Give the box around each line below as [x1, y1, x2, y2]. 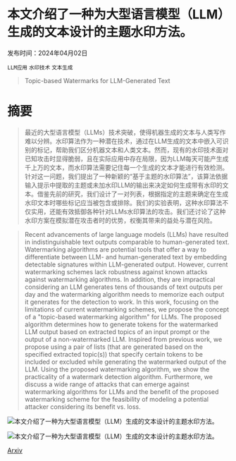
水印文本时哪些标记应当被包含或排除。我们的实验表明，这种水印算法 [24, 198, 223, 207]
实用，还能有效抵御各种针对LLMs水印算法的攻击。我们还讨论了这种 [30, 207, 226, 216]
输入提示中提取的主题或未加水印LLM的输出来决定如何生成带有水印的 [24, 180, 223, 189]
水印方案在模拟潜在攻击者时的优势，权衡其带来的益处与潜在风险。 [24, 216, 216, 224]
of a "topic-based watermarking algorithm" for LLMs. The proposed [24, 312, 222, 321]
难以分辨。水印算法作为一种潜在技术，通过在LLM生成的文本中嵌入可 [24, 137, 223, 145]
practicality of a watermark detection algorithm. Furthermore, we [24, 372, 213, 381]
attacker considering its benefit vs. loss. [24, 402, 141, 411]
